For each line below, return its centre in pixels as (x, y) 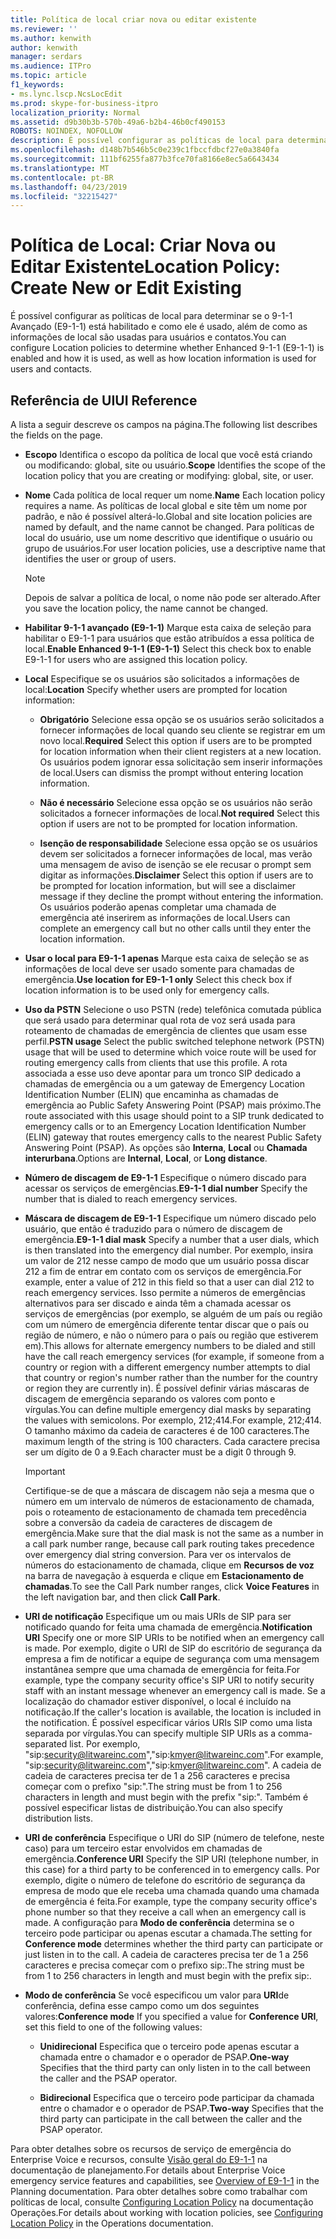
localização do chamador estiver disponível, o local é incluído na (158, 1701)
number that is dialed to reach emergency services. (131, 1199)
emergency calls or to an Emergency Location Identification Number (165, 1126)
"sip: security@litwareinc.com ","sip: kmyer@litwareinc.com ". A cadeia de (173, 1765)
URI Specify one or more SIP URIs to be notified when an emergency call (174, 1637)
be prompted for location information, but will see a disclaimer (168, 885)
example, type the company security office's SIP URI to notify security (169, 1680)
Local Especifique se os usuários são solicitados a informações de (162, 679)
